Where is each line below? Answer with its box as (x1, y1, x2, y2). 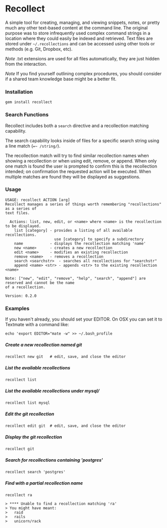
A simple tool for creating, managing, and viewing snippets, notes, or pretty (5, 19, 160, 25)
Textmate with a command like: (5, 322, 69, 328)
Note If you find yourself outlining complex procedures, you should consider (5, 70, 162, 76)
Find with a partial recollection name (5, 480, 83, 486)
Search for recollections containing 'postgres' (5, 457, 103, 463)
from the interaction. (5, 61, 47, 67)
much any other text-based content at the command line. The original (5, 24, 148, 30)
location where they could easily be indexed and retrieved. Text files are (5, 35, 153, 41)
